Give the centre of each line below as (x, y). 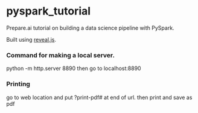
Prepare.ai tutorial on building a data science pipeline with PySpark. (90, 28)
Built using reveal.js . (31, 39)
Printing (18, 84)
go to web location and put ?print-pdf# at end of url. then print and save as (99, 97)
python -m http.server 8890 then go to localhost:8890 (74, 68)
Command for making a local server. (60, 55)
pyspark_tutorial (49, 11)
